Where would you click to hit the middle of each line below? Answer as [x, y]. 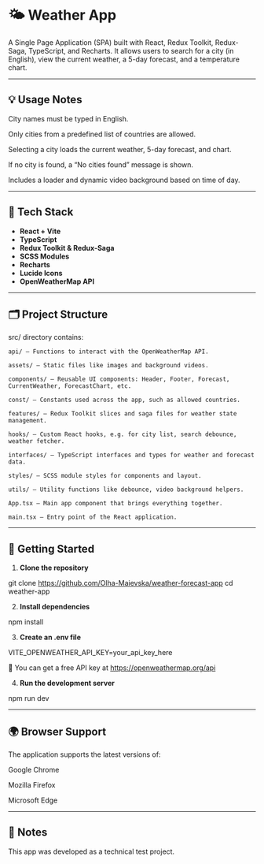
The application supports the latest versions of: [84, 754]
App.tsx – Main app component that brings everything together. [115, 504]
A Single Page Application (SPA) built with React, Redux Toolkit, [111, 42]
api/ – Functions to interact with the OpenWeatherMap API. [109, 352]
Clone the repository [54, 568]
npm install [26, 622]
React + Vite [40, 231]
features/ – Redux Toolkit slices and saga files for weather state [123, 414]
